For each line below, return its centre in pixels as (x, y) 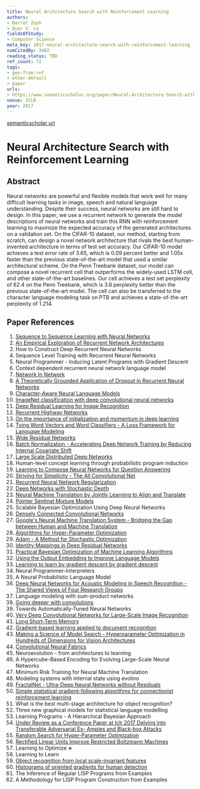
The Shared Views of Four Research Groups (69, 590)
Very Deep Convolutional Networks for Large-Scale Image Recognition (102, 615)
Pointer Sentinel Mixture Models (55, 501)
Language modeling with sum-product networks (74, 596)
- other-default (27, 78)
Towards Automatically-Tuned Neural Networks (73, 609)
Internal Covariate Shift (43, 451)
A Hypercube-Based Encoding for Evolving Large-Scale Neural (92, 660)
